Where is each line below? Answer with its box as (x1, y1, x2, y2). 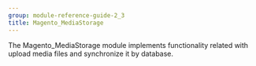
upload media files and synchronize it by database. (8, 49, 174, 58)
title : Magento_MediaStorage (8, 19, 104, 27)
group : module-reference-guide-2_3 (8, 11, 125, 20)
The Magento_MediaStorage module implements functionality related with (8, 40, 249, 49)
